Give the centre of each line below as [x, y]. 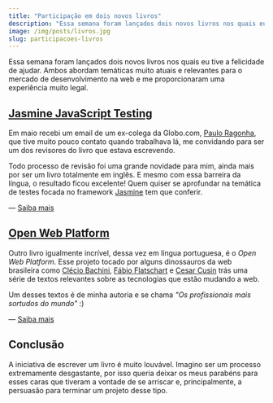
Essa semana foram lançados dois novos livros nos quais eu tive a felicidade [136, 62]
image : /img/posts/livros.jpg [60, 31]
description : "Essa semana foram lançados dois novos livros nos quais [132, 24]
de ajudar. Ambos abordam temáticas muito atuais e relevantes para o [126, 71]
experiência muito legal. [48, 88]
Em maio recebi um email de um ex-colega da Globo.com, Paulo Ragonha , [132, 133]
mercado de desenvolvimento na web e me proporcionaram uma [117, 79]
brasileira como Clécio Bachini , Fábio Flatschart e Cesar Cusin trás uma [128, 270]
